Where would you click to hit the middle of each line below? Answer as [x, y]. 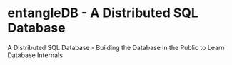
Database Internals [35, 55]
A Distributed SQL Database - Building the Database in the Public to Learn [116, 47]
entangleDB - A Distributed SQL [103, 13]
